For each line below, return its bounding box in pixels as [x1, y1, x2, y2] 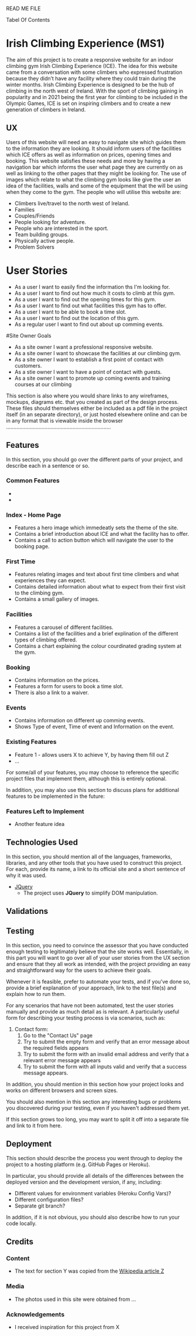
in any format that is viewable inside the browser [6, 417, 123, 424]
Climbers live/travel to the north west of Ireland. [14, 199, 130, 207]
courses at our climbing [14, 380, 72, 387]
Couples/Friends [14, 212, 55, 219]
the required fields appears [23, 1044, 89, 1051]
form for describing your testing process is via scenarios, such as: [6, 1014, 166, 1021]
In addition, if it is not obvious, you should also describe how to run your [6, 1213, 180, 1221]
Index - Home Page [6, 511, 61, 519]
